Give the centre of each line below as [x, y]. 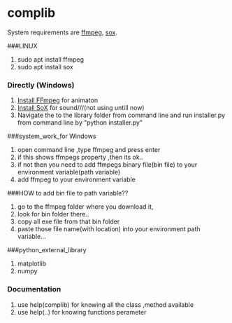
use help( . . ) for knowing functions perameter [82, 312]
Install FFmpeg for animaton [58, 100]
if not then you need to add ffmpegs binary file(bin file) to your [107, 165]
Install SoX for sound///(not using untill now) [81, 108]
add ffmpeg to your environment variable [77, 179]
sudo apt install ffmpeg [51, 59]
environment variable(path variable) [69, 172]
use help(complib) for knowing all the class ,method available [106, 304]
